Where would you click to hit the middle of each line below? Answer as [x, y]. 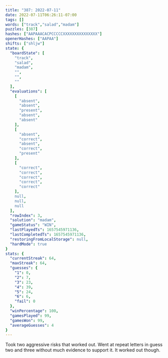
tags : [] [15, 20]
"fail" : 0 [25, 302]
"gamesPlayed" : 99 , [31, 316]
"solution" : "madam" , [33, 220]
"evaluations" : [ [29, 91]
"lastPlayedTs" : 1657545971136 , [45, 230]
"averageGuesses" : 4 [32, 325]
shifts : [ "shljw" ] [25, 44]
